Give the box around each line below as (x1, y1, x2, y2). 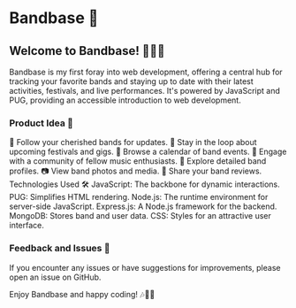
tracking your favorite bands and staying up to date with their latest (9, 76, 254, 87)
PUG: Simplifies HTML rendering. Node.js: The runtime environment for (9, 192, 269, 203)
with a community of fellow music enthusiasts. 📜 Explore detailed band (9, 156, 267, 166)
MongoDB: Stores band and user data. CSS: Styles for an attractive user (9, 211, 271, 221)
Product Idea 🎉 (9, 117, 73, 129)
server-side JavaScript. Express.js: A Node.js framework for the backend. (9, 201, 277, 212)
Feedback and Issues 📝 (9, 243, 110, 255)
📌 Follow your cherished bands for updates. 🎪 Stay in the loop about (9, 137, 258, 148)
